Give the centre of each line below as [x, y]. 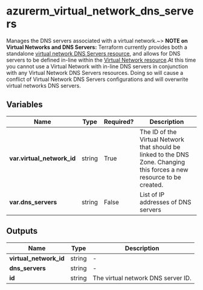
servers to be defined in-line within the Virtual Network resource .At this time [101, 60]
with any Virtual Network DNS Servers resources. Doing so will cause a [95, 72]
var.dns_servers [33, 202]
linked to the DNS [164, 154]
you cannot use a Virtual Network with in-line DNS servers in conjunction [97, 66]
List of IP [152, 195]
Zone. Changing [163, 162]
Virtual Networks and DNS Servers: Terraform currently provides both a [97, 47]
